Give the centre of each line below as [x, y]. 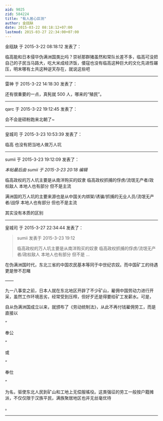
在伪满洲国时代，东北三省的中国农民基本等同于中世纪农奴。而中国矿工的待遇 [81, 265]
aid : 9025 [15, 9]
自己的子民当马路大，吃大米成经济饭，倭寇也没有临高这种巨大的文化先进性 [79, 63]
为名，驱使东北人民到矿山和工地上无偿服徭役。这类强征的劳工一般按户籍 [77, 392]
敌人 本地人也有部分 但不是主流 [40, 186]
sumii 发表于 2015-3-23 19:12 [46, 238]
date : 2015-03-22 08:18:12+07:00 [39, 28]
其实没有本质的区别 [24, 213]
